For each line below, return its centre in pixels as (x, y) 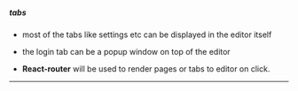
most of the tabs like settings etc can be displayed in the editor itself (147, 34)
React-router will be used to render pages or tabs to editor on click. (146, 68)
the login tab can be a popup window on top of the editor (126, 51)
